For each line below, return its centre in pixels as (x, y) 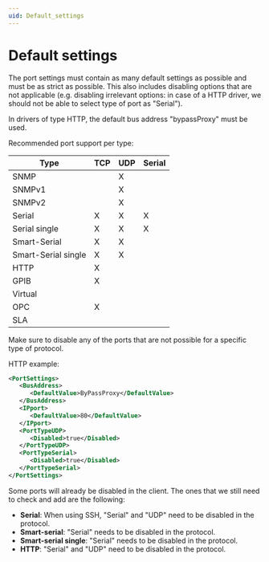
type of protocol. (36, 348)
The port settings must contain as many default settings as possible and (128, 78)
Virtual (25, 294)
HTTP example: (34, 364)
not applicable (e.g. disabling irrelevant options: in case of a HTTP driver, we (135, 95)
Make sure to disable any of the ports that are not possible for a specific (128, 340)
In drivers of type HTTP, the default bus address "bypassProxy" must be (128, 119)
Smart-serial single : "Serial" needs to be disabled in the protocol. (129, 540)
